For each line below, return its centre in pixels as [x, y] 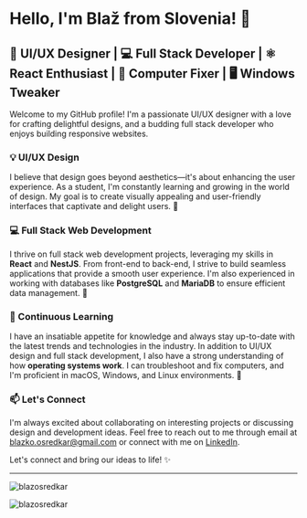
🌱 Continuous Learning [62, 316]
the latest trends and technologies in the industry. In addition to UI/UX [141, 345]
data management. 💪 [49, 292]
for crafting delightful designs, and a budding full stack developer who [142, 124]
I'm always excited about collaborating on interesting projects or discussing [152, 423]
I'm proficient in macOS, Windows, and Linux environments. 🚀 [126, 375]
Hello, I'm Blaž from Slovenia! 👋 [130, 19]
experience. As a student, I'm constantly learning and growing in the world [150, 187]
